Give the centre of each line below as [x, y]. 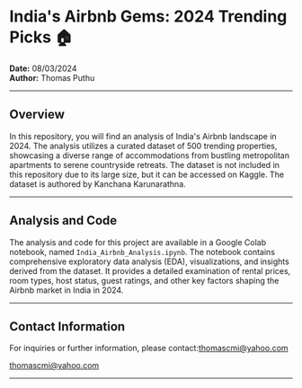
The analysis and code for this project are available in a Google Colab [138, 242]
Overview [37, 115]
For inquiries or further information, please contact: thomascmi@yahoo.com [149, 348]
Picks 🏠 [41, 37]
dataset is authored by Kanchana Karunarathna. [98, 184]
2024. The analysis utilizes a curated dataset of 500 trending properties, [143, 145]
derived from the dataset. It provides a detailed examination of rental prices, [150, 270]
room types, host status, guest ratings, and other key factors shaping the [144, 280]
